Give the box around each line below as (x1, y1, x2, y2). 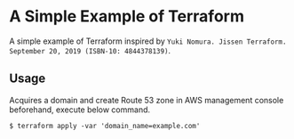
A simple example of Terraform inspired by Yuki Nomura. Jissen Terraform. (9, 36, 287, 46)
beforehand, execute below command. (9, 104, 151, 115)
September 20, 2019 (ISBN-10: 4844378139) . (9, 45, 171, 55)
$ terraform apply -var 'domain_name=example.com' (9, 121, 201, 130)
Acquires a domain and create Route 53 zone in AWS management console (9, 94, 284, 105)
